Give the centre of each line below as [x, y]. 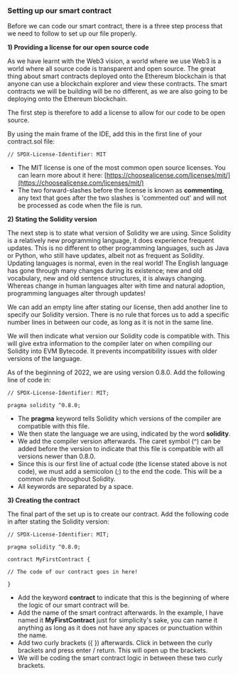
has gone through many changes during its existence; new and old [105, 271]
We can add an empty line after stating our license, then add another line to [118, 307]
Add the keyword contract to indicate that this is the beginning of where [123, 598]
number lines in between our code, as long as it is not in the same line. [110, 323]
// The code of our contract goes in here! [73, 572]
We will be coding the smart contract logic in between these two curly [120, 658]
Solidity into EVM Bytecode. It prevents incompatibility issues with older [113, 351]
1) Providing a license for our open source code [78, 48]
